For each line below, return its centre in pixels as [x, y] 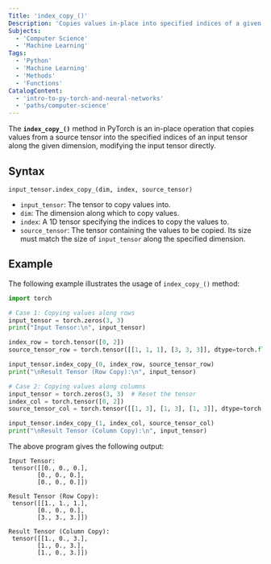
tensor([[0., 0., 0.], [50, 468]
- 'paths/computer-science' [63, 106]
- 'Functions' [39, 83]
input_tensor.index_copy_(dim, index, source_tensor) [101, 189]
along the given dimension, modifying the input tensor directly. [112, 146]
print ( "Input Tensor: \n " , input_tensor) [77, 328]
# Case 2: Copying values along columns [77, 386]
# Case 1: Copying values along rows [72, 313]
